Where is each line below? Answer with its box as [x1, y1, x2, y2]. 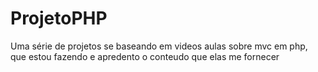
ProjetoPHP [10, 7, 108, 30]
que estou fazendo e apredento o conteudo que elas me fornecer [10, 50, 280, 62]
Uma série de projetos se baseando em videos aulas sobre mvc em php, [10, 40, 308, 52]
